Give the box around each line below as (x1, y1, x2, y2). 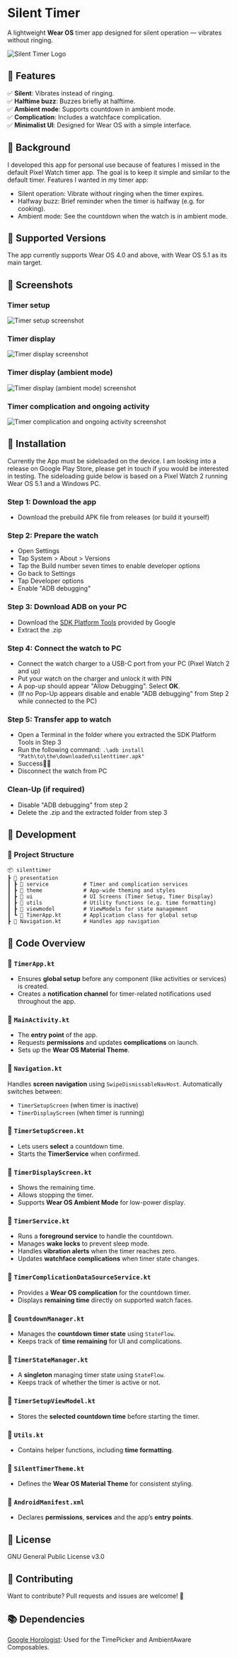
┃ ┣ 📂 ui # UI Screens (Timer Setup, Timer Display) (7, 893, 214, 900)
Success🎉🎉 (17, 759, 52, 768)
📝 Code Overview (7, 937, 86, 949)
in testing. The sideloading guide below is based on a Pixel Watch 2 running (7, 472, 228, 480)
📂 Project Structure (7, 850, 74, 859)
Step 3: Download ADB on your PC (7, 602, 127, 612)
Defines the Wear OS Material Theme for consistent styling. (17, 1480, 193, 1488)
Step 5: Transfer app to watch (7, 714, 112, 724)
